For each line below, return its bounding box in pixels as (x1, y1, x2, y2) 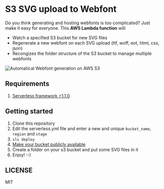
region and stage (12, 131, 47, 137)
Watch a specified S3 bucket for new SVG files (12, 35, 108, 41)
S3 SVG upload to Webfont (5, 3, 117, 15)
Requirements (5, 80, 49, 88)
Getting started (5, 107, 53, 116)
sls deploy (12, 137, 35, 142)
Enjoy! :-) (12, 152, 31, 158)
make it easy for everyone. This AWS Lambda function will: (5, 25, 127, 31)
